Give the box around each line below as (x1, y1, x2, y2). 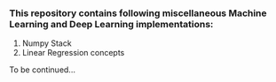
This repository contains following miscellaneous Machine (9, 7, 268, 19)
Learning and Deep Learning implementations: (9, 18, 214, 30)
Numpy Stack (21, 38, 73, 48)
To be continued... (9, 64, 75, 75)
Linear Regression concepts (21, 48, 125, 58)
